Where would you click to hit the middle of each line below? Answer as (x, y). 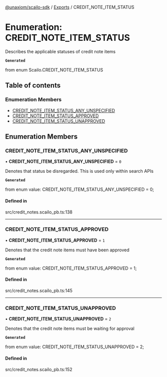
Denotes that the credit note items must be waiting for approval (70, 329)
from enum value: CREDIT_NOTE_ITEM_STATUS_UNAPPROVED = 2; (75, 347)
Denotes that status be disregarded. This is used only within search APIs (80, 171)
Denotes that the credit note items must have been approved (67, 250)
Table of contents (33, 86)
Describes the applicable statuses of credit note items (60, 51)
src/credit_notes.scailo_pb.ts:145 (39, 291)
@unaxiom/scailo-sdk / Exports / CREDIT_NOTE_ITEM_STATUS (70, 7)
